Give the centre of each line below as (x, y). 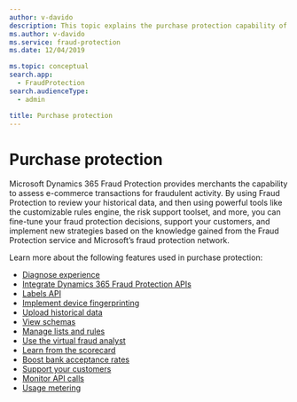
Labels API (42, 294)
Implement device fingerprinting (81, 303)
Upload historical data (63, 312)
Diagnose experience (61, 275)
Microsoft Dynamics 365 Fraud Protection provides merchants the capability (148, 184)
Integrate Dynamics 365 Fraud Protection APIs (107, 284)
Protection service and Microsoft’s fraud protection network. (120, 240)
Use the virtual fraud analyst (74, 341)
